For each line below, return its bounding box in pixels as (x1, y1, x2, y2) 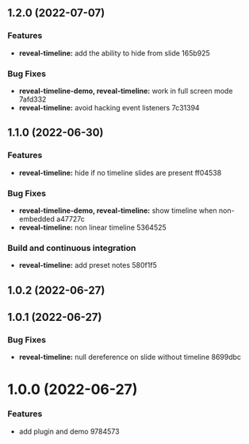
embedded (18, 214, 55, 223)
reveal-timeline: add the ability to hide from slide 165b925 (18, 48, 211, 58)
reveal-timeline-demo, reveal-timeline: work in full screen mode (18, 86, 233, 95)
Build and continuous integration (7, 242, 136, 253)
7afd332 (18, 95, 47, 104)
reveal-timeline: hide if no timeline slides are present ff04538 (18, 168, 222, 177)
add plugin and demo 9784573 (18, 427, 120, 436)
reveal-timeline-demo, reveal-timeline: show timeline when (18, 206, 217, 215)
